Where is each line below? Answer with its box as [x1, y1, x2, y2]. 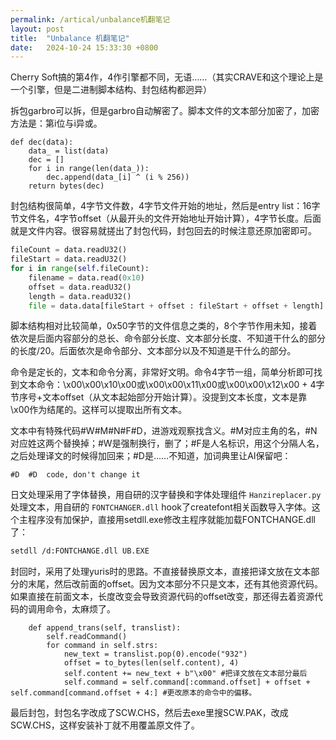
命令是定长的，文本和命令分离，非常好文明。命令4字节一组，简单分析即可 [10, 366, 315, 378]
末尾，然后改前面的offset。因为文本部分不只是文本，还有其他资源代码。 [27, 578, 324, 590]
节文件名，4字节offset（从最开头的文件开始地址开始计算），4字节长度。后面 [10, 212, 322, 225]
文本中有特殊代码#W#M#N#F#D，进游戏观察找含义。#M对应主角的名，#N [10, 425, 318, 437]
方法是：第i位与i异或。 [10, 117, 103, 130]
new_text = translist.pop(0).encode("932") [63, 649, 248, 660]
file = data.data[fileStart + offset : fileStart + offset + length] [28, 301, 325, 311]
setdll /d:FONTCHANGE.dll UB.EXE [10, 546, 150, 556]
